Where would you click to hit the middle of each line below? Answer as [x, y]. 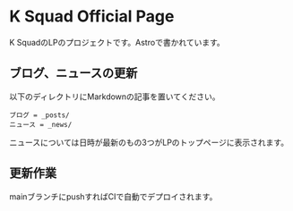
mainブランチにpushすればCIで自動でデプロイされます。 [113, 196]
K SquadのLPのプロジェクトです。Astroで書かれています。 [117, 42]
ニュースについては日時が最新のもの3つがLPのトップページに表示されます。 [149, 142]
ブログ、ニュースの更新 [73, 73]
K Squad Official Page [92, 17]
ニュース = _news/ [41, 124]
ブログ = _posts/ [39, 115]
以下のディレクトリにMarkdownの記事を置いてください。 [115, 97]
